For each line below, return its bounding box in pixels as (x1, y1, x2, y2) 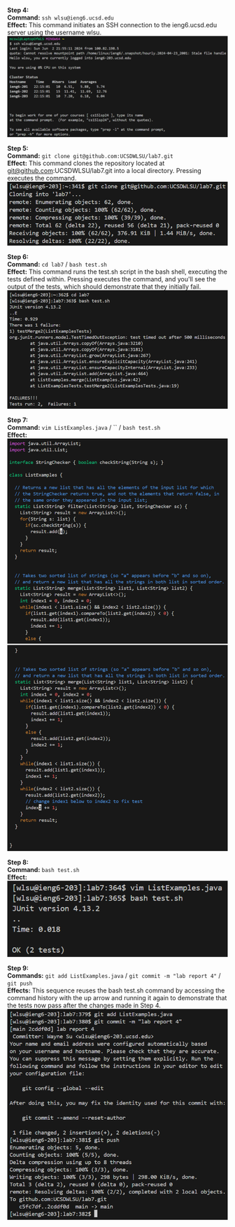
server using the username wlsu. (7, 28, 102, 36)
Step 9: (7, 964, 29, 972)
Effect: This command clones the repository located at (7, 159, 165, 167)
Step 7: (7, 416, 28, 424)
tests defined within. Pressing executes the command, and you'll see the (7, 274, 217, 283)
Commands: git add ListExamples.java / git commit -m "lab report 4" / (7, 971, 221, 979)
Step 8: (7, 858, 29, 867)
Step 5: (7, 144, 29, 153)
